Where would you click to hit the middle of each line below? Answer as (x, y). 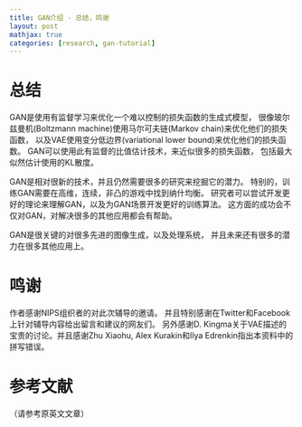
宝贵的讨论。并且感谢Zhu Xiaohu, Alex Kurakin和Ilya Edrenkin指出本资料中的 (151, 336)
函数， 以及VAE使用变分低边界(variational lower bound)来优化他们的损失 (144, 140)
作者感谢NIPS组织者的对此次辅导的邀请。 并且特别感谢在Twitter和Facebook (150, 313)
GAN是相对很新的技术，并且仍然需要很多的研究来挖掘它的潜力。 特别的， (146, 182)
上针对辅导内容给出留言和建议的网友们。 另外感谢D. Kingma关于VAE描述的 (148, 324)
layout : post (34, 26)
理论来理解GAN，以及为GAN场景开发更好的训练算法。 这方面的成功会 (154, 204)
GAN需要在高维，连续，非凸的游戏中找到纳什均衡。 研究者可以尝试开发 (150, 193)
